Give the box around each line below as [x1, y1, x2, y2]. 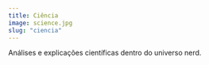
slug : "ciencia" [8, 26, 62, 34]
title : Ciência [8, 11, 59, 20]
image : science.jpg [8, 19, 73, 27]
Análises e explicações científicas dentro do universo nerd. [8, 48, 202, 58]
